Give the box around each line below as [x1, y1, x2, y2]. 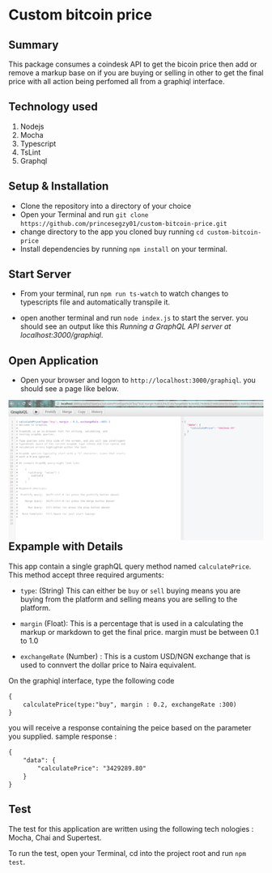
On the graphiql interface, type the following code [8, 675, 175, 685]
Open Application [8, 354, 99, 368]
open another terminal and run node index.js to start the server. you [19, 313, 249, 323]
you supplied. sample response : [8, 731, 117, 741]
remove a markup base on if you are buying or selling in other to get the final [8, 68, 264, 78]
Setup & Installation [8, 180, 109, 194]
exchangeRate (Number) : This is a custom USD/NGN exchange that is [19, 651, 251, 661]
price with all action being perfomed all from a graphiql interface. [8, 77, 225, 86]
